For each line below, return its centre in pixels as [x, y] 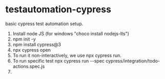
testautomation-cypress [58, 9]
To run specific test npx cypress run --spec [59, 61]
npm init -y [24, 39]
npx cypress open [32, 50]
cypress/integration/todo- [133, 61]
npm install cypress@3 [37, 44]
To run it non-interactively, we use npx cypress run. [67, 55]
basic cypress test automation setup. [44, 24]
